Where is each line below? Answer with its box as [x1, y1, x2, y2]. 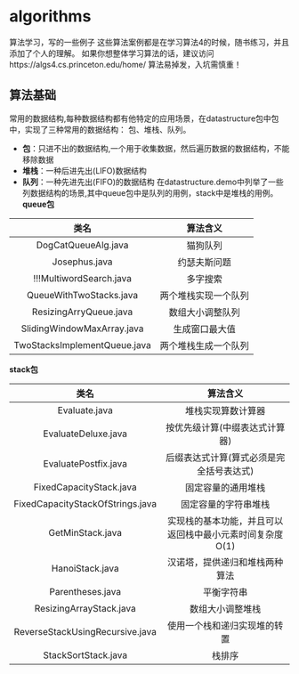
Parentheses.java [48, 585, 122, 597]
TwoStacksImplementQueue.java [13, 338, 151, 351]
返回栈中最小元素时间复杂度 [167, 528, 284, 540]
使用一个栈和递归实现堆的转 [167, 619, 284, 631]
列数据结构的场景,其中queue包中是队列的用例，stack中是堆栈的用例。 [21, 187, 279, 198]
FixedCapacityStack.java [33, 481, 137, 493]
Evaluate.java [57, 403, 113, 416]
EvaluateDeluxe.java [43, 427, 127, 440]
